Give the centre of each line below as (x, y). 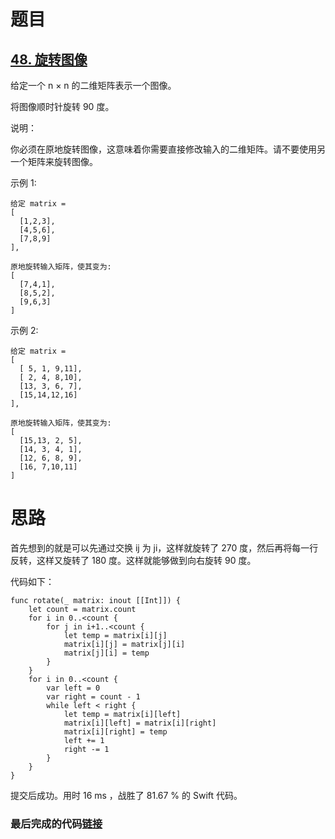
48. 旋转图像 (49, 59)
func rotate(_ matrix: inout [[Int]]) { (96, 600)
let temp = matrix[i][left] (122, 714)
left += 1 (84, 740)
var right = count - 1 (93, 696)
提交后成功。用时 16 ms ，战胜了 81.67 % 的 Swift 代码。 (126, 795)
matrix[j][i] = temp (106, 653)
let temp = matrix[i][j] (115, 635)
